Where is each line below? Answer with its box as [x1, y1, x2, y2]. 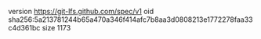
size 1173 [42, 23, 71, 32]
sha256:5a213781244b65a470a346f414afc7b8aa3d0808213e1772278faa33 [8, 15, 253, 24]
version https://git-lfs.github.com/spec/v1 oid [8, 7, 154, 16]
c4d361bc [8, 23, 41, 32]
